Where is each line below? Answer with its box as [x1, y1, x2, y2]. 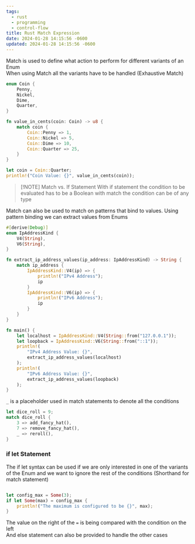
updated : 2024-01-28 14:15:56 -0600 [6, 42, 95, 47]
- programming [11, 19, 46, 25]
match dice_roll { [6, 415, 51, 421]
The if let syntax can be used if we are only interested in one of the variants [6, 463, 189, 470]
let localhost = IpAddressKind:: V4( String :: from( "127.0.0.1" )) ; [16, 333, 177, 339]
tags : [6, 8, 19, 15]
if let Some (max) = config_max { [6, 498, 88, 504]
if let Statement [6, 450, 51, 458]
